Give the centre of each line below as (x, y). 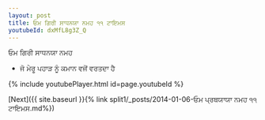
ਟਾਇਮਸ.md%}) (32, 108)
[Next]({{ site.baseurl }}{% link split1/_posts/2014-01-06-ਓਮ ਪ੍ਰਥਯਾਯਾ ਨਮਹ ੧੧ (132, 99)
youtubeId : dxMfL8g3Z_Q (47, 30)
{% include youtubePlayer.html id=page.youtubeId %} (96, 84)
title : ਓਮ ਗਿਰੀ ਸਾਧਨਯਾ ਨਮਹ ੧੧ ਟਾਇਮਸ (67, 23)
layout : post (30, 15)
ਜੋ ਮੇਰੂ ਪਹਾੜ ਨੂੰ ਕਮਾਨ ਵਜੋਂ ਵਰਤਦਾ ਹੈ (67, 69)
